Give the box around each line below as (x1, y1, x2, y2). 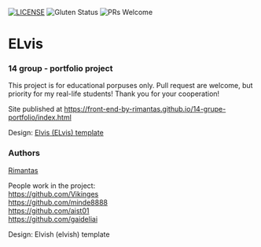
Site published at (8, 105, 63, 114)
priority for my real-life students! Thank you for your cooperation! (8, 89, 220, 98)
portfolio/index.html (8, 112, 72, 122)
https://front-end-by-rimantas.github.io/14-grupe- (64, 105, 226, 114)
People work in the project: (8, 181, 96, 190)
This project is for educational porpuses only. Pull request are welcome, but (8, 81, 253, 90)
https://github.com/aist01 (8, 205, 90, 216)
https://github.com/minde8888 (8, 197, 108, 207)
